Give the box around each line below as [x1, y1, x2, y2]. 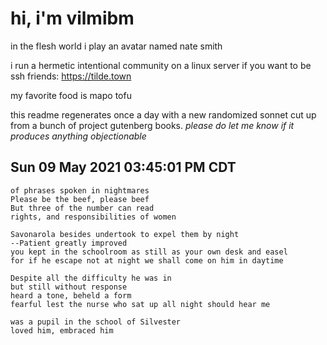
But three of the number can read [10, 203, 155, 213]
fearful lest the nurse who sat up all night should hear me [10, 299, 271, 309]
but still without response [10, 282, 128, 292]
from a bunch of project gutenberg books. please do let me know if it [10, 119, 295, 131]
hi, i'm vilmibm [10, 7, 135, 30]
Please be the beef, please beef [10, 194, 150, 204]
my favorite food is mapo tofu [10, 89, 132, 101]
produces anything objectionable [10, 130, 147, 142]
